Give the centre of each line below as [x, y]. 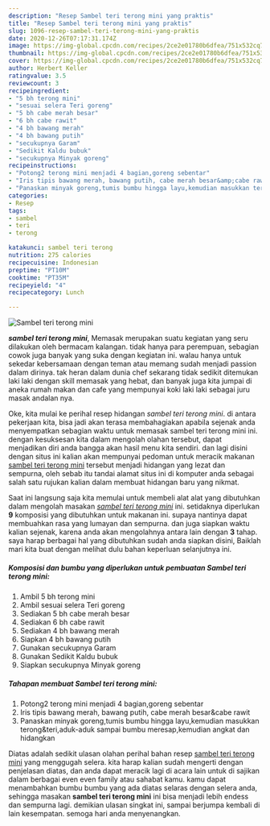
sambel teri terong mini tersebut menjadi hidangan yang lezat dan [117, 465]
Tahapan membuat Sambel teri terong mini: [83, 683]
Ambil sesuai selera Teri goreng [72, 605]
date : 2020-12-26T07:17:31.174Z [62, 38]
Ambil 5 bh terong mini [57, 596]
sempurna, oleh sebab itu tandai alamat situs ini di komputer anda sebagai [131, 474]
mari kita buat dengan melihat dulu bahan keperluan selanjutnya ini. [120, 550]
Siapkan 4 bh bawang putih [65, 639]
